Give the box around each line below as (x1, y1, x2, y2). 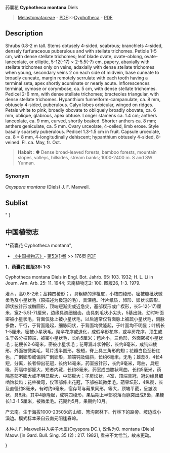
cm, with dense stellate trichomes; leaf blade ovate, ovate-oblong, (5, 53, 143, 59)
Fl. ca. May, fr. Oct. (22, 139, 62, 145)
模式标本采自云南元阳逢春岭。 (18, 415, 81, 421)
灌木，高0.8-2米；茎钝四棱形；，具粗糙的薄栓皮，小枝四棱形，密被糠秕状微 (5, 290, 163, 297)
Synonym (5, 172, 29, 179)
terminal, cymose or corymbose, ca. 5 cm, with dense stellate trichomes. (5, 85, 157, 92)
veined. (5, 139, 21, 145)
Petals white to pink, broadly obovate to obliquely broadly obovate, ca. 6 (5, 107, 156, 113)
